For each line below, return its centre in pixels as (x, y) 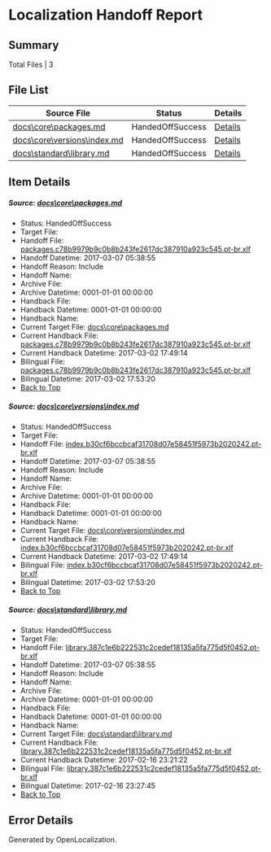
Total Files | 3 (31, 64)
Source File (68, 113)
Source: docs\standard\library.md (68, 610)
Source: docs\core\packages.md (66, 203)
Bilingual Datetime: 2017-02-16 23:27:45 (88, 786)
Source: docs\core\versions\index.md (74, 406)
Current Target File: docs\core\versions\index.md (103, 531)
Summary (34, 45)
